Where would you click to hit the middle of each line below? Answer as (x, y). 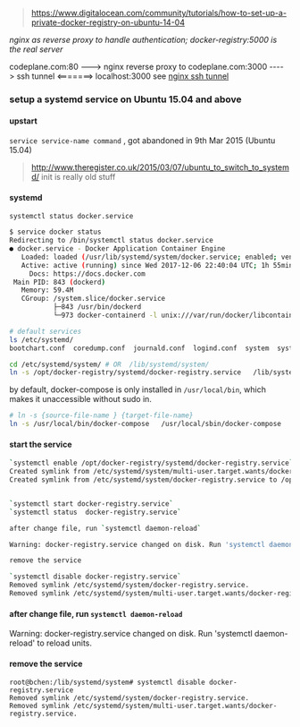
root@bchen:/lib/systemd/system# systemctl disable (107, 683)
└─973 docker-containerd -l (105, 316)
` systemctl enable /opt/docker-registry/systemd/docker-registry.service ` (151, 463)
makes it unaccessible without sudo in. (80, 399)
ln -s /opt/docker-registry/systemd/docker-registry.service (125, 372)
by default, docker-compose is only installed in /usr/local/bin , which (137, 389)
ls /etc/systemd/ (42, 339)
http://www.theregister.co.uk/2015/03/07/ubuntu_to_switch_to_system (160, 167)
